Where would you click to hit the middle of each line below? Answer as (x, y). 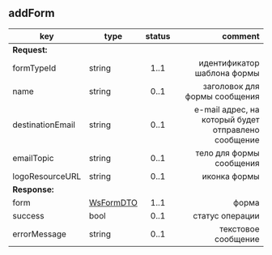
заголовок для (231, 86)
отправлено (236, 130)
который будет (230, 119)
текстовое (240, 228)
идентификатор (229, 62)
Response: (33, 189)
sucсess (28, 215)
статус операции (226, 215)
